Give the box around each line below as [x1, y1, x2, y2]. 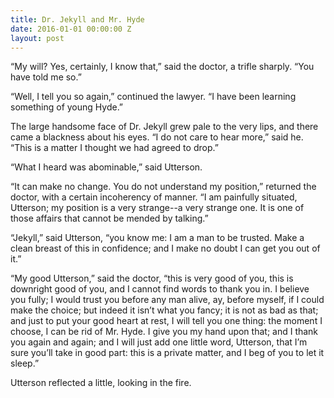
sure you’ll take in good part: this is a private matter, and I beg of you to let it [10, 347, 325, 359]
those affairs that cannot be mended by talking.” [10, 212, 209, 225]
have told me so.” [10, 71, 82, 83]
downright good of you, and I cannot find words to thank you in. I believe [10, 283, 310, 295]
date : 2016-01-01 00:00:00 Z [10, 24, 132, 34]
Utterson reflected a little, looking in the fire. [10, 377, 192, 389]
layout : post [10, 33, 65, 43]
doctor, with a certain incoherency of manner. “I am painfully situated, [10, 191, 298, 203]
